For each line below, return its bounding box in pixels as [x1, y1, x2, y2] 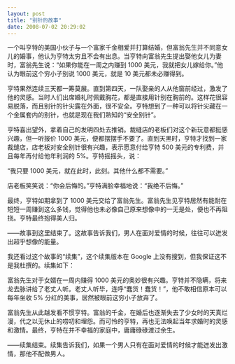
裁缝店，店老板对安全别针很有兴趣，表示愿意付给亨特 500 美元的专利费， [7, 143, 218, 151]
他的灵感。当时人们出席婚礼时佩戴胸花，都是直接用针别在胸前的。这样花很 [7, 93, 222, 101]
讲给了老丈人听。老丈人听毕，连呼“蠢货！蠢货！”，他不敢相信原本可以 [25, 285, 227, 293]
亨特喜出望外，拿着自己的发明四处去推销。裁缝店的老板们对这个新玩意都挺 [7, 125, 222, 134]
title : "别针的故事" [7, 17, 62, 24]
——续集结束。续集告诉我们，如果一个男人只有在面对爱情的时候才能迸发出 [7, 341, 222, 349]
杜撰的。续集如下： [19, 261, 75, 269]
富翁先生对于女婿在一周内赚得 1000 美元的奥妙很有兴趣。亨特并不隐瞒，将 [7, 276, 222, 284]
